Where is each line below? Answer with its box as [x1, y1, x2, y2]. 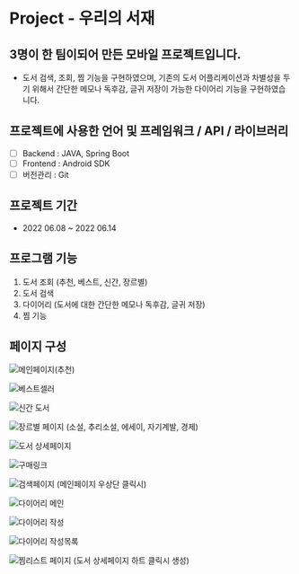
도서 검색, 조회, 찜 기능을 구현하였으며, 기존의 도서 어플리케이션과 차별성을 [22, 73, 281, 83]
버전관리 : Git [22, 169, 69, 180]
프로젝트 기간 [9, 199, 78, 214]
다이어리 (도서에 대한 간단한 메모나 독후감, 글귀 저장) [22, 298, 206, 310]
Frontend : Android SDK [22, 158, 110, 169]
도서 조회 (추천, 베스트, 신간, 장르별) [22, 276, 148, 287]
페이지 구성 [9, 339, 67, 355]
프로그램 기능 [9, 251, 78, 266]
